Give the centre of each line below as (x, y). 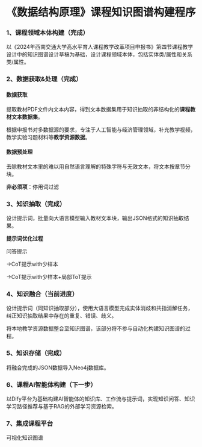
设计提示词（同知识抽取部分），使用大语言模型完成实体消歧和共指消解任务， (100, 308)
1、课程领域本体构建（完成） (47, 33)
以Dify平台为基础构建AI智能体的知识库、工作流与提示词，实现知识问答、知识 (101, 399)
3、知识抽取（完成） (36, 204)
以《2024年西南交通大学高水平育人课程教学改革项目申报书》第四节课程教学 (100, 47)
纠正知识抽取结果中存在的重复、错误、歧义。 (62, 316)
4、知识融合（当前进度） (42, 294)
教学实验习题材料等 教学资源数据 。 (48, 137)
